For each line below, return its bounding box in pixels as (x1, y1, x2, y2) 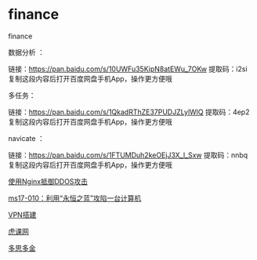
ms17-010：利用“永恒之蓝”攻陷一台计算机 (8, 193, 142, 203)
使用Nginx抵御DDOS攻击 (8, 176, 89, 186)
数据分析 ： (8, 47, 45, 56)
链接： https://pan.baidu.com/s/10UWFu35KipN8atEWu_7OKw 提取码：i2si (8, 64, 248, 74)
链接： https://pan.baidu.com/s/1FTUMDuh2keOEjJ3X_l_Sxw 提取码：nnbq (8, 150, 248, 160)
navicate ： (8, 133, 45, 143)
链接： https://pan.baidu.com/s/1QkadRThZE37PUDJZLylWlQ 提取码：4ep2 (8, 107, 250, 117)
